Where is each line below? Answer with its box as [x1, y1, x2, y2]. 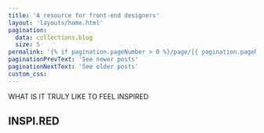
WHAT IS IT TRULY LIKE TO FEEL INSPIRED [8, 91, 149, 101]
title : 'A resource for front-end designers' [8, 11, 159, 20]
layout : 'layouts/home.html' [8, 19, 104, 27]
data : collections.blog [15, 33, 93, 42]
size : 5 [15, 41, 41, 49]
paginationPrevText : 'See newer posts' [8, 56, 139, 64]
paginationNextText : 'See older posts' [8, 63, 139, 71]
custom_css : [8, 70, 47, 78]
